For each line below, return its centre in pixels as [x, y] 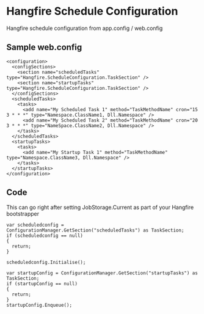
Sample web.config [44, 47]
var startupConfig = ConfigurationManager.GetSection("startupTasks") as [102, 273]
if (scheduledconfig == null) [45, 236]
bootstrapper [23, 214]
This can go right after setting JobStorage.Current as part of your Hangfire [100, 207]
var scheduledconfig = [35, 225]
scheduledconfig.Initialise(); [46, 262]
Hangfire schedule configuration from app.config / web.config [85, 28]
